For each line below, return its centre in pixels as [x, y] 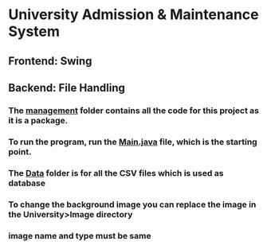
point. [20, 151]
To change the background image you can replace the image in [132, 204]
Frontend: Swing [50, 61]
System [34, 31]
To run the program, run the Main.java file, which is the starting [133, 142]
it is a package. [38, 120]
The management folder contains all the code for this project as [133, 111]
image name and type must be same [80, 235]
